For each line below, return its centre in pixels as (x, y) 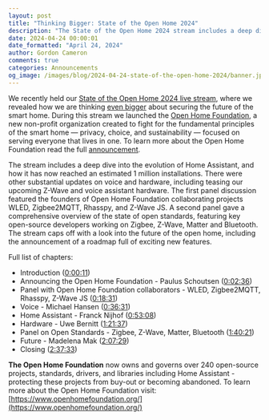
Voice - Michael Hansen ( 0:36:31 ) (75, 306)
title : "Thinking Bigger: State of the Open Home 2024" (103, 23)
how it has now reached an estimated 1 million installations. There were (125, 173)
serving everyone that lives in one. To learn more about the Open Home (126, 140)
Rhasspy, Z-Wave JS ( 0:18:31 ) (69, 298)
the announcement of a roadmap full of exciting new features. (110, 241)
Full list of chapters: (41, 256)
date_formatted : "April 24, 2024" (66, 46)
